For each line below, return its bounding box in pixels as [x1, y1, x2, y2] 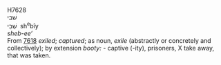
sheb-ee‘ [7, 29, 33, 37]
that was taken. [7, 51, 51, 59]
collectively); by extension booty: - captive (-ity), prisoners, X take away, [7, 44, 215, 52]
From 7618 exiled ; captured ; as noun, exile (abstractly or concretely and [7, 36, 212, 44]
